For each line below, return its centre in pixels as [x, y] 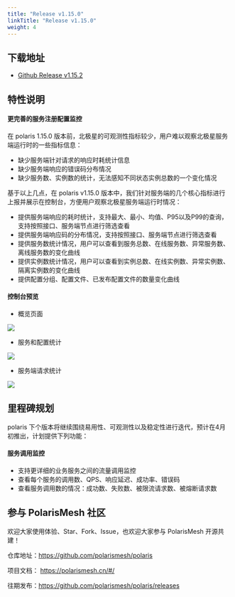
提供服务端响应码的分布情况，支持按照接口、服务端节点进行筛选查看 [117, 235]
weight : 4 [22, 27]
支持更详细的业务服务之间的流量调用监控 [77, 470]
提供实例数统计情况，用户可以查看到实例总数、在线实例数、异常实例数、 [123, 261]
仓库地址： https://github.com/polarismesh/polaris [80, 555]
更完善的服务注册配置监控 [45, 119]
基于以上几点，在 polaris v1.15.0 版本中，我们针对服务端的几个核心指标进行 [116, 193]
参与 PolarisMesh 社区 [57, 513]
